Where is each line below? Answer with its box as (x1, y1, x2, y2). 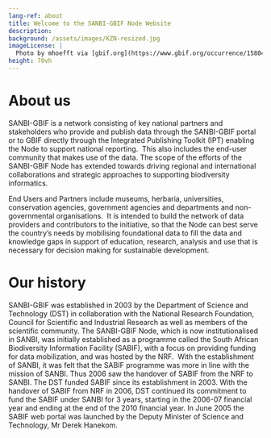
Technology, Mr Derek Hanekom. (8, 420, 119, 430)
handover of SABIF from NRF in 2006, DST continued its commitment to (8, 386, 247, 395)
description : (8, 27, 52, 35)
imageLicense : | (8, 42, 63, 50)
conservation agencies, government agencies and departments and (8, 202, 234, 212)
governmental (8, 211, 55, 220)
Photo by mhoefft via (15, 49, 89, 57)
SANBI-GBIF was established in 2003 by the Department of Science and (8, 300, 248, 310)
